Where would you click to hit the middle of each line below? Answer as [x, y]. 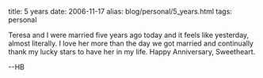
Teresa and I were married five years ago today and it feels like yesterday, [129, 35]
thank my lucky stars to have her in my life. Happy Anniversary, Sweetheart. [132, 52]
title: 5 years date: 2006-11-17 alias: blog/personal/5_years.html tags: [120, 11]
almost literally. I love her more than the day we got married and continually [131, 43]
